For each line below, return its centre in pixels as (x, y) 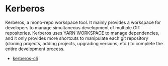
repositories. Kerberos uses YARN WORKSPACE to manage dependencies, (82, 33)
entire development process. (35, 49)
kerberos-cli (25, 58)
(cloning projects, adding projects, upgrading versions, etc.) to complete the (84, 43)
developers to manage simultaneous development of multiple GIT (73, 27)
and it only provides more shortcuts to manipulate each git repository (77, 38)
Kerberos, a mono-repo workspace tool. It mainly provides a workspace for (83, 22)
